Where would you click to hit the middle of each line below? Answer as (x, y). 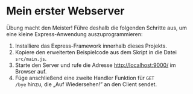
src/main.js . (31, 58)
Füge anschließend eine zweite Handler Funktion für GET (85, 78)
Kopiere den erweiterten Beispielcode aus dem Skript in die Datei (96, 52)
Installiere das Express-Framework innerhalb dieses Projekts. (91, 46)
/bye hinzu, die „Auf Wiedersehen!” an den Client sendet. (86, 84)
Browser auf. (31, 71)
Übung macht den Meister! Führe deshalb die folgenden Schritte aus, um (96, 28)
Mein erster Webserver (65, 11)
